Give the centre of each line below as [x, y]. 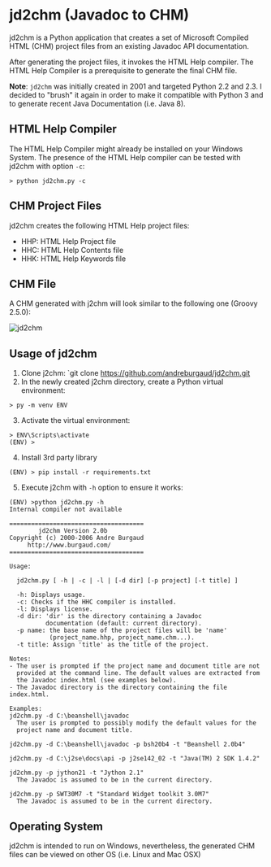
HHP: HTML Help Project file [69, 241]
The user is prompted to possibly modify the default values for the [136, 723]
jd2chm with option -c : [47, 166]
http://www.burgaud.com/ [69, 545]
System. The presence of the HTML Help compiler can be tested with [125, 157]
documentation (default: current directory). [123, 624]
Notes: [20, 659]
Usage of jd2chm [54, 353]
